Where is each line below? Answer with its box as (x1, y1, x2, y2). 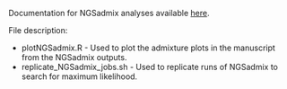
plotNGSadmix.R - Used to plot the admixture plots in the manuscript (21, 42, 275, 53)
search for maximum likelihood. (21, 71, 138, 82)
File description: (8, 25, 68, 35)
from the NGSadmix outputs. (21, 52, 127, 62)
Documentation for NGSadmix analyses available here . (8, 8, 210, 18)
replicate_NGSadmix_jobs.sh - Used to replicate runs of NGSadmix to (21, 62, 279, 72)
